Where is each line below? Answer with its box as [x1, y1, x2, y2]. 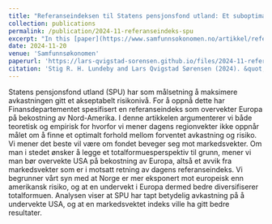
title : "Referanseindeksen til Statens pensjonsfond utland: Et [8, 11, 230, 20]
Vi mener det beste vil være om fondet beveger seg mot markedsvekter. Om [8, 139, 262, 149]
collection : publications [8, 19, 96, 28]
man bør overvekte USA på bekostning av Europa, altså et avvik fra [8, 156, 232, 166]
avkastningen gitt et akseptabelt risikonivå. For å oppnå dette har [8, 95, 225, 106]
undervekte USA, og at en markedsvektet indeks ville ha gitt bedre [8, 199, 230, 209]
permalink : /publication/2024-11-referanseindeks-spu [8, 27, 194, 35]
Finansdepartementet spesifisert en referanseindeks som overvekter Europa [8, 104, 263, 114]
